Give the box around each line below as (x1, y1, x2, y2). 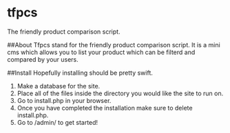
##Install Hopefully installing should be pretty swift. (7, 69, 154, 77)
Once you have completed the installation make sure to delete (17, 104, 193, 112)
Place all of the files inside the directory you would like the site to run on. (17, 89, 224, 97)
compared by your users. (7, 55, 79, 63)
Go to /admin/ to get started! (17, 118, 98, 126)
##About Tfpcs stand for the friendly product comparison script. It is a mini (7, 40, 220, 49)
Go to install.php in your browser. (17, 96, 112, 104)
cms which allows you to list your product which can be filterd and (7, 48, 196, 56)
